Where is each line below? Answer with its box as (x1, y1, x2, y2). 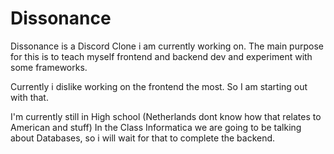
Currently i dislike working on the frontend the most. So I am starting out (10, 80, 308, 92)
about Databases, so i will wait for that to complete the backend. (10, 132, 276, 144)
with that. (10, 91, 49, 103)
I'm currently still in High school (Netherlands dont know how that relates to (10, 110, 322, 122)
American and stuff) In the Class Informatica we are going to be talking (10, 121, 302, 133)
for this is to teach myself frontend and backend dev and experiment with (10, 50, 313, 62)
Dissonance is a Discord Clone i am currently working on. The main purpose (10, 40, 324, 52)
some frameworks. (10, 61, 88, 73)
